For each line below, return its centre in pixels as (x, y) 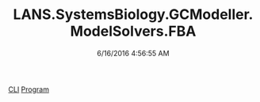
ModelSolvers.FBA (133, 31)
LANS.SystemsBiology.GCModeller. (133, 15)
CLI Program (29, 89)
